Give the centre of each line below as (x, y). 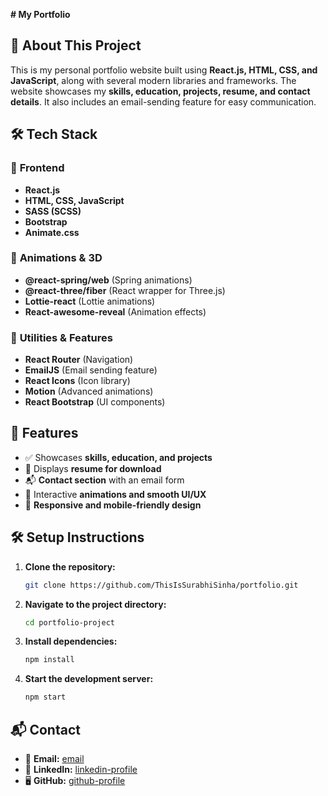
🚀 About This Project (76, 45)
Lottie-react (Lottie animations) (90, 301)
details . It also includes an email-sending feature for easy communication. (163, 101)
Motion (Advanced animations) (89, 391)
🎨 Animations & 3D (56, 258)
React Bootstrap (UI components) (95, 402)
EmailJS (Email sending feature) (91, 370)
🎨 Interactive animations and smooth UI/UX (115, 494)
